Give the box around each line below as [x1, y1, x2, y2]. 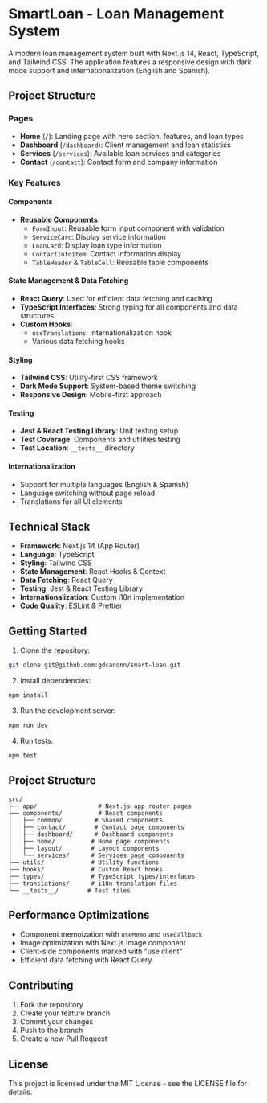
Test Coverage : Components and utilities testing [19, 435, 180, 445]
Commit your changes [19, 1017, 94, 1027]
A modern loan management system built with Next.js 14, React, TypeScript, [8, 48, 259, 58]
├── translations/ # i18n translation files [8, 880, 178, 888]
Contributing [8, 978, 74, 992]
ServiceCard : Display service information [31, 232, 167, 241]
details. [8, 1087, 33, 1097]
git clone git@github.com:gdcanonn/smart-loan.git [8, 661, 181, 670]
